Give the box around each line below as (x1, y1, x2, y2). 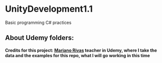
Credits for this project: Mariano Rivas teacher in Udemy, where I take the (5, 47, 158, 53)
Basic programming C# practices (5, 20, 72, 25)
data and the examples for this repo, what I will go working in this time (5, 52, 150, 58)
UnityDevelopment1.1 (5, 3, 93, 15)
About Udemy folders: (5, 34, 74, 42)
